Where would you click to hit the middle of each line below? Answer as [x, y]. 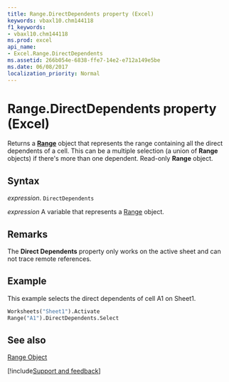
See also [27, 340]
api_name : [22, 47]
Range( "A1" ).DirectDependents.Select [63, 318]
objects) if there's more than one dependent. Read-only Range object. [110, 159]
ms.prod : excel [30, 41]
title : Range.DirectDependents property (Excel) [81, 14]
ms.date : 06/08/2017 [38, 67]
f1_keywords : [27, 27]
